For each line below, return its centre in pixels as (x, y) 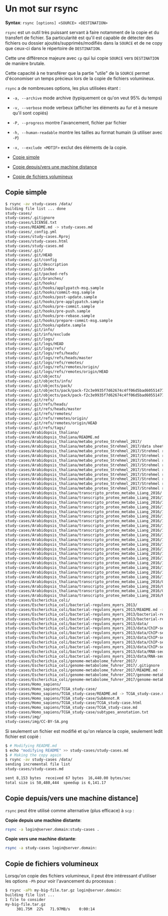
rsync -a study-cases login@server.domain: (51, 848)
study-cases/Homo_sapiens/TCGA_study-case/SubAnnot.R (62, 698)
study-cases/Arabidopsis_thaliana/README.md (52, 437)
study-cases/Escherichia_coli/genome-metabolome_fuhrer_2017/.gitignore (82, 666)
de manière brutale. (25, 63)
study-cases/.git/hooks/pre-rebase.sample (50, 316)
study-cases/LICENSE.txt (31, 223)
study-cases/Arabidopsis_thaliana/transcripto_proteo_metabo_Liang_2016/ (84, 493)
